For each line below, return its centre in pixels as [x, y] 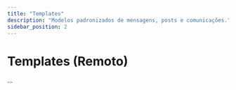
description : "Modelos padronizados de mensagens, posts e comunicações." [119, 20]
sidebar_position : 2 [38, 27]
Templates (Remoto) [68, 61]
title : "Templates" [36, 14]
